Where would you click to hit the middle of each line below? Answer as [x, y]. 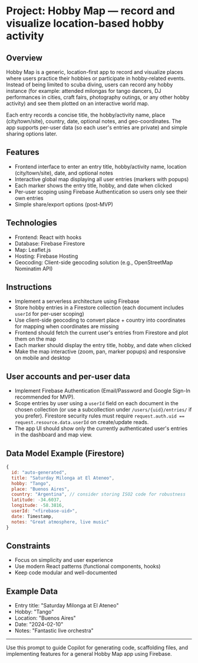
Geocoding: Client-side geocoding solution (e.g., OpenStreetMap [93, 262]
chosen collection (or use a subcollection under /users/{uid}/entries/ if [103, 410]
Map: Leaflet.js [33, 250]
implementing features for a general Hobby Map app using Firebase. [89, 654]
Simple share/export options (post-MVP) [64, 204]
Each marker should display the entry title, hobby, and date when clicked [103, 345]
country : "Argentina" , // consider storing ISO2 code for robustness [98, 494]
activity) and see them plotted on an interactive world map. [77, 104]
